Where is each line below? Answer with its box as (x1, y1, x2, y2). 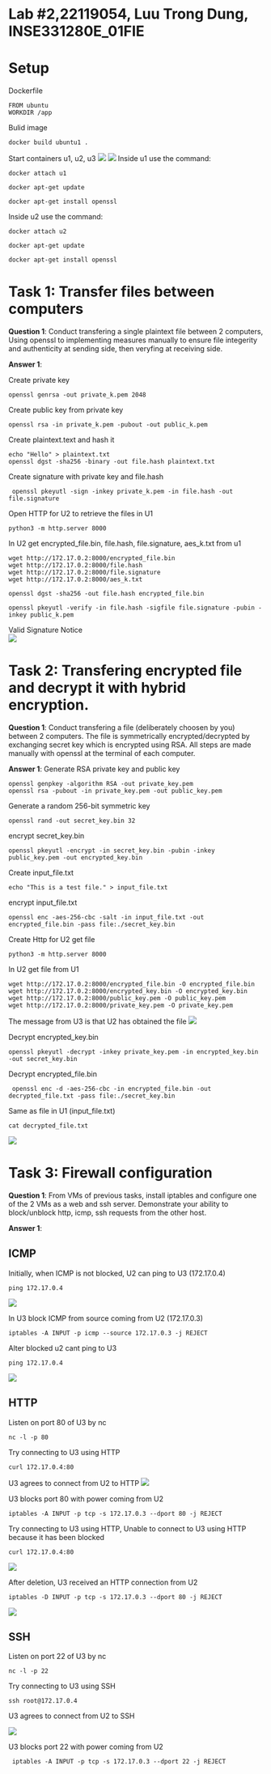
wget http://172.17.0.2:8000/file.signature (8, 568, 161, 577)
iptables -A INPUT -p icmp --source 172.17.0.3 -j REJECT (8, 1329, 208, 1337)
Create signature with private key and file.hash (8, 472, 164, 482)
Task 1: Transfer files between (8, 282, 215, 301)
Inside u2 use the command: (8, 212, 104, 222)
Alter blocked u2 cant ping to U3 (8, 1343, 117, 1352)
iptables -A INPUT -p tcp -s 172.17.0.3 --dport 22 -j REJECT (11, 1758, 227, 1766)
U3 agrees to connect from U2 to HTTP (8, 1478, 140, 1488)
